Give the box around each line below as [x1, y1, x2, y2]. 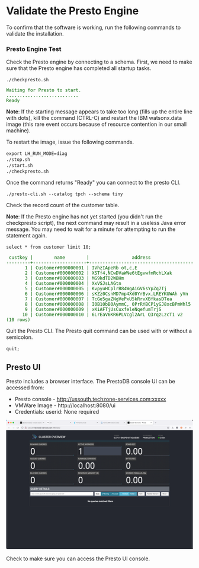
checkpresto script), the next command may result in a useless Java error [6, 220, 187, 227]
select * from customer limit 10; [6, 245, 92, 250]
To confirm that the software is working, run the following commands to [6, 24, 181, 31]
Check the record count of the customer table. [6, 202, 120, 209]
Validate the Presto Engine [6, 4, 139, 18]
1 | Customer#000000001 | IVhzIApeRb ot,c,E [24, 265, 138, 271]
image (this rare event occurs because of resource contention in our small [6, 120, 187, 128]
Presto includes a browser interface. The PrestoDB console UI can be [6, 378, 176, 385]
